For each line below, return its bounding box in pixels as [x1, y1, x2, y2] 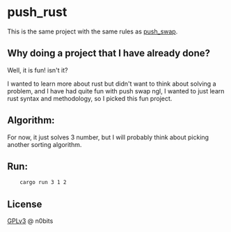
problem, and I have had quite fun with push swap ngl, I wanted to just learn [7, 86, 225, 95]
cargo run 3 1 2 [19, 179, 67, 186]
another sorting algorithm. [7, 140, 82, 148]
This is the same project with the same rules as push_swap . [7, 27, 178, 36]
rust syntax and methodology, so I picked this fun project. [7, 94, 173, 102]
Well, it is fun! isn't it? [7, 65, 68, 74]
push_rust [7, 4, 67, 20]
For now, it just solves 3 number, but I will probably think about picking [7, 133, 209, 141]
